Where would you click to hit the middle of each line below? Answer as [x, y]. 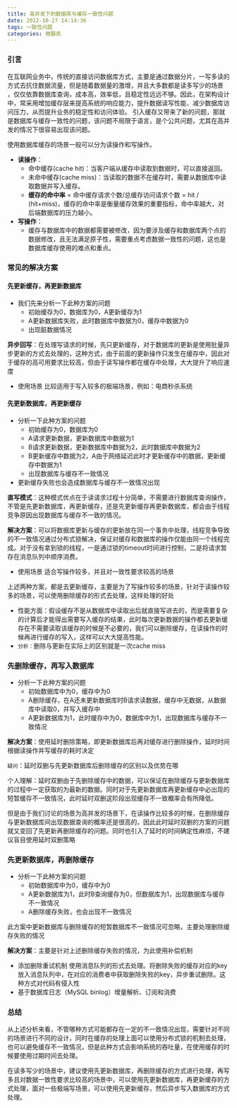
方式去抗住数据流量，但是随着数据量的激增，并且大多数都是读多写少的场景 [115, 85]
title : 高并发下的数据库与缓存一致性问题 [61, 14]
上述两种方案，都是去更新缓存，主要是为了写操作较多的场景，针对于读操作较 [119, 587]
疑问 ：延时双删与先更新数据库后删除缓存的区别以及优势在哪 [93, 766]
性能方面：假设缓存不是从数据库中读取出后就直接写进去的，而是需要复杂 [122, 610]
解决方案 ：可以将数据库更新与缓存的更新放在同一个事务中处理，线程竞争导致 [119, 530]
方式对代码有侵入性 [51, 984]
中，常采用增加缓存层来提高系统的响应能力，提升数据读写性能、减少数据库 [115, 102]
